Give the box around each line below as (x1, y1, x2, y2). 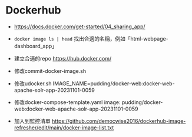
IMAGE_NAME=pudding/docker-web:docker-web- (52, 80, 175, 87)
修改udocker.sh (14, 80, 52, 87)
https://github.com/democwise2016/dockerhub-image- (51, 117, 186, 124)
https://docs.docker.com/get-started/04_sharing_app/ (14, 23, 145, 30)
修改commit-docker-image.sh (14, 67, 87, 74)
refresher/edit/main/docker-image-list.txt (14, 124, 114, 131)
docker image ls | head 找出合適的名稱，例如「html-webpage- (14, 35, 168, 42)
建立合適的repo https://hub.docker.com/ (14, 55, 112, 62)
